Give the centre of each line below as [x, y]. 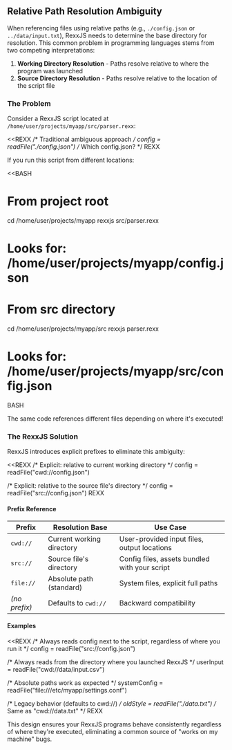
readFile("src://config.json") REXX [56, 493]
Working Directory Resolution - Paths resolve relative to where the [113, 63]
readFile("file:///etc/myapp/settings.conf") [67, 690]
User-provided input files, [161, 539]
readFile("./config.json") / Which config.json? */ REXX [84, 147]
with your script [145, 567]
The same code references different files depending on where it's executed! [115, 419]
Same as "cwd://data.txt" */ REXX [55, 711]
